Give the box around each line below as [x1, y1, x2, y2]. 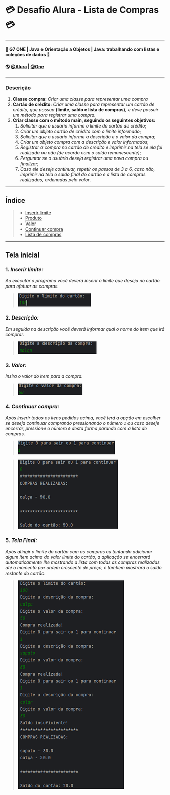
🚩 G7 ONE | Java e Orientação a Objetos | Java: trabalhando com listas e [5, 46, 159, 52]
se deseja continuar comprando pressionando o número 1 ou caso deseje [5, 420, 160, 426]
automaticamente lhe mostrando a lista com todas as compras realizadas [5, 559, 160, 565]
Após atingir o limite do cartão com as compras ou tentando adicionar [5, 548, 153, 554]
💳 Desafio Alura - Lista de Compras [5, 4, 159, 16]
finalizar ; [20, 161, 39, 167]
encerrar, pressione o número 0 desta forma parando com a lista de [5, 425, 147, 432]
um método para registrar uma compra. [12, 112, 96, 118]
